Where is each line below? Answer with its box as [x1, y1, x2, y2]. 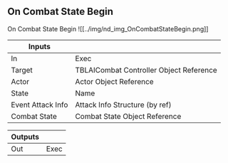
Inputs [28, 41, 51, 51]
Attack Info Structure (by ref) [74, 100, 172, 110]
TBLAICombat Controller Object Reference [74, 65, 217, 75]
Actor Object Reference [74, 76, 155, 86]
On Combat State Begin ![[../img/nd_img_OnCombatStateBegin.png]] [7, 24, 209, 33]
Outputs [11, 132, 39, 142]
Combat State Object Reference [74, 111, 182, 121]
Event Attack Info [11, 100, 68, 110]
